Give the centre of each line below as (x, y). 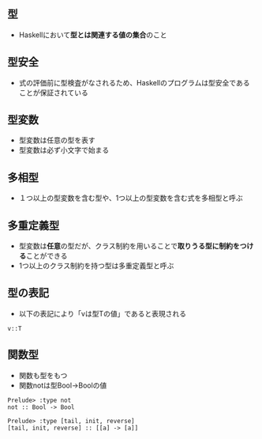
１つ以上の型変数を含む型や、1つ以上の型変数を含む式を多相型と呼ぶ (131, 198)
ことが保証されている (53, 93)
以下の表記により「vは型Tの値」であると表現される (103, 313)
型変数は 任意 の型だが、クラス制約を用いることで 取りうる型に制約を (129, 246)
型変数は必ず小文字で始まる (64, 150)
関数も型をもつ (43, 375)
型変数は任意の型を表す (57, 140)
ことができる (47, 256)
